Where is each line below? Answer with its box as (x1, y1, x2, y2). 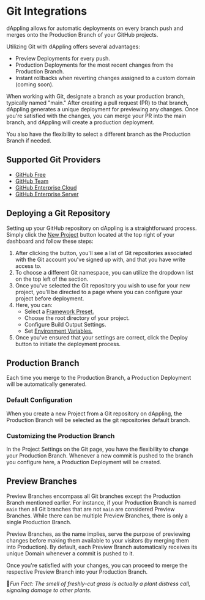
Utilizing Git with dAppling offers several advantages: (6, 43, 141, 50)
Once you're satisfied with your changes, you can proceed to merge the (6, 561, 188, 569)
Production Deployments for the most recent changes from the (15, 61, 174, 69)
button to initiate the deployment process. (15, 340, 121, 347)
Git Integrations (6, 4, 88, 18)
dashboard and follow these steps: (6, 237, 94, 245)
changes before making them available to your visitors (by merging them (6, 536, 190, 544)
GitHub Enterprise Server (15, 190, 79, 198)
